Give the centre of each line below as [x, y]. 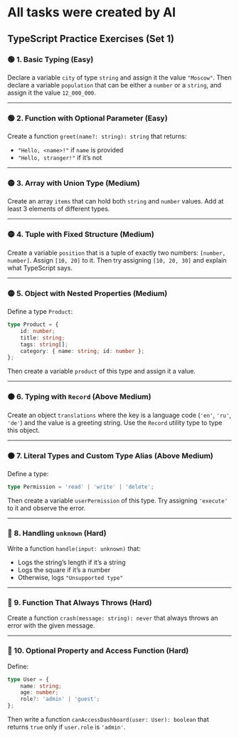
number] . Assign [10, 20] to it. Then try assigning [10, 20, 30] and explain [117, 260]
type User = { [28, 679]
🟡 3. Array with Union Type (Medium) [74, 184]
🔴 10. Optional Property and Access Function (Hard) [98, 650]
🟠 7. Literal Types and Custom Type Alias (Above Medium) [110, 455]
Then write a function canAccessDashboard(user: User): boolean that [108, 719]
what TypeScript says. [40, 268]
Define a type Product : [40, 312]
